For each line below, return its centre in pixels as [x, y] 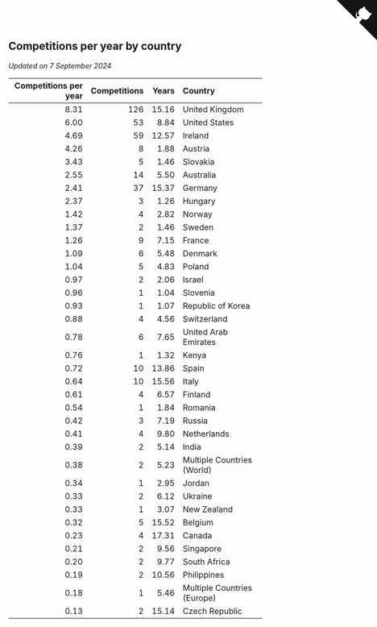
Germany [200, 188]
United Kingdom [213, 109]
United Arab [205, 332]
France [196, 240]
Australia [199, 175]
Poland [196, 266]
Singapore [202, 548]
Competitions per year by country [95, 46]
